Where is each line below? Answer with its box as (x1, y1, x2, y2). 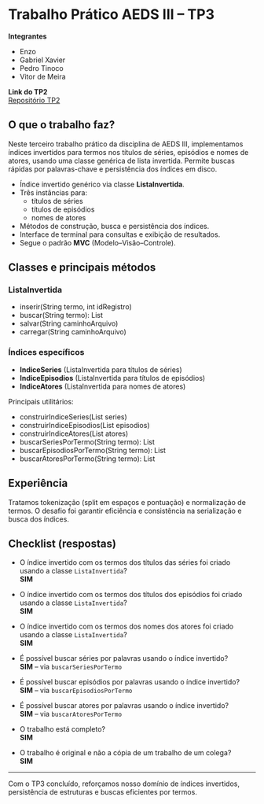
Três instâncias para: (19, 187, 88, 197)
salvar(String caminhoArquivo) (19, 319, 119, 328)
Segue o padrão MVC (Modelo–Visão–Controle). (19, 238, 176, 247)
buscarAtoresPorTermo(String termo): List (19, 454, 156, 463)
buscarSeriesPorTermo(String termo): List (19, 437, 155, 446)
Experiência (8, 477, 68, 490)
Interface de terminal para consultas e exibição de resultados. (19, 230, 221, 239)
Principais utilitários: (8, 396, 74, 406)
